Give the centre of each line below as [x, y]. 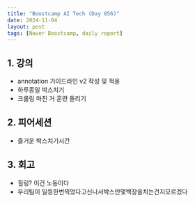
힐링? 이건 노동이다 [43, 182]
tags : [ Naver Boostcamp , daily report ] [65, 33]
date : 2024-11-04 [32, 20]
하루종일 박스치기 [41, 90]
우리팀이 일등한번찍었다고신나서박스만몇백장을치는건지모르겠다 [102, 192]
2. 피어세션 [30, 123]
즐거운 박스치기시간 [44, 141]
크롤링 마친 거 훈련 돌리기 [52, 99]
